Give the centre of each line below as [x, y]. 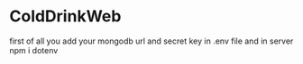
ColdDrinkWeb [65, 16]
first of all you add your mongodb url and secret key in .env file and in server [151, 41]
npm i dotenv [34, 50]
